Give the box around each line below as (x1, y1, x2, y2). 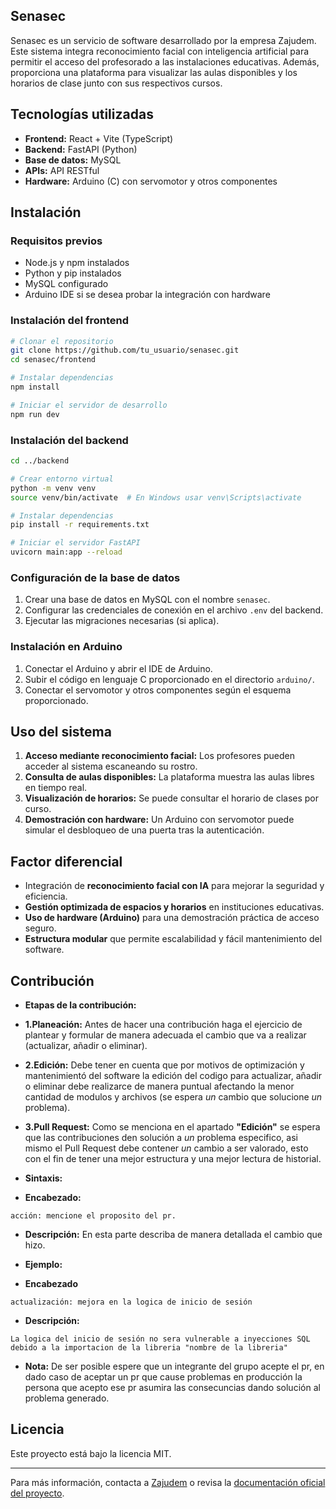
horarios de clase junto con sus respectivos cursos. (10, 77, 223, 89)
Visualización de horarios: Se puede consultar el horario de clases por (24, 792, 320, 804)
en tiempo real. (24, 782, 88, 794)
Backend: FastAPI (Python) (24, 143, 138, 155)
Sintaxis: (24, 1172, 63, 1184)
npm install (10, 382, 60, 393)
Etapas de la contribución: (24, 999, 137, 1011)
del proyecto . (10, 1487, 65, 1499)
